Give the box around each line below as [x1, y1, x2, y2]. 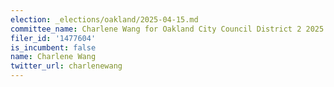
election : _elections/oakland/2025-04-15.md [10, 14, 199, 25]
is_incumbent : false [10, 42, 97, 53]
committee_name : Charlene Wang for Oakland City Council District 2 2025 [10, 24, 325, 34]
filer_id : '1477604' [10, 33, 97, 43]
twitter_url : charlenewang [10, 61, 123, 71]
